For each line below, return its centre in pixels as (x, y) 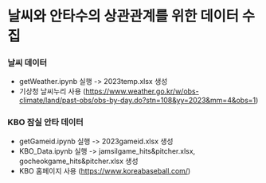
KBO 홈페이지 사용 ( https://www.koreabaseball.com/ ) (105, 170)
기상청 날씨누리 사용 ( (52, 91)
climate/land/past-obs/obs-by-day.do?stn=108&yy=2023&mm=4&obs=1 (137, 101)
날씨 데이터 (27, 63)
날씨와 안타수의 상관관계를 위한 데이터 (123, 16)
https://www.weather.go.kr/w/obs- (143, 91)
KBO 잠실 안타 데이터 (46, 122)
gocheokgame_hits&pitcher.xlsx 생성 (78, 161)
